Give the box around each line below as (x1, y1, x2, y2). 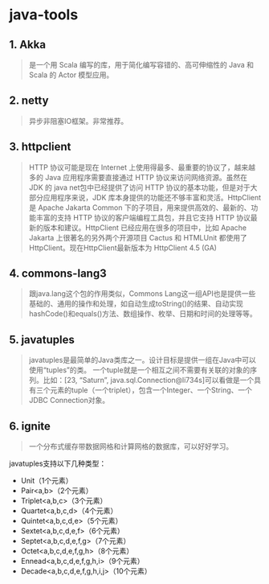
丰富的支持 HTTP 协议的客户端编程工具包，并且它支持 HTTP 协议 (35, 212, 251, 222)
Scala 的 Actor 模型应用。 (28, 70, 114, 80)
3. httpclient (9, 140, 71, 154)
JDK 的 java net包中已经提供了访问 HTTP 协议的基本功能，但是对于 (28, 183, 251, 192)
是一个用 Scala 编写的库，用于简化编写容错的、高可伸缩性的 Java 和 (28, 60, 255, 69)
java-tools (9, 6, 79, 24)
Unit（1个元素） (20, 476, 73, 486)
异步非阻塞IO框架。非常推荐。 (28, 116, 128, 125)
